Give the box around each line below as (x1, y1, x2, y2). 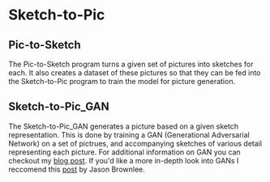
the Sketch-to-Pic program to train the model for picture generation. (8, 77, 236, 86)
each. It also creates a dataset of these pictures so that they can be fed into (8, 68, 261, 78)
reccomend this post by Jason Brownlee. (8, 164, 146, 174)
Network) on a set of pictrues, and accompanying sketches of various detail (8, 138, 262, 148)
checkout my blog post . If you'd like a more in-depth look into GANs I (8, 155, 239, 165)
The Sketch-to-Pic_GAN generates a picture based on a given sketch (8, 121, 239, 131)
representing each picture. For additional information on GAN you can (8, 147, 241, 157)
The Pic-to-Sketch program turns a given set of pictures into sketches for (8, 59, 254, 69)
